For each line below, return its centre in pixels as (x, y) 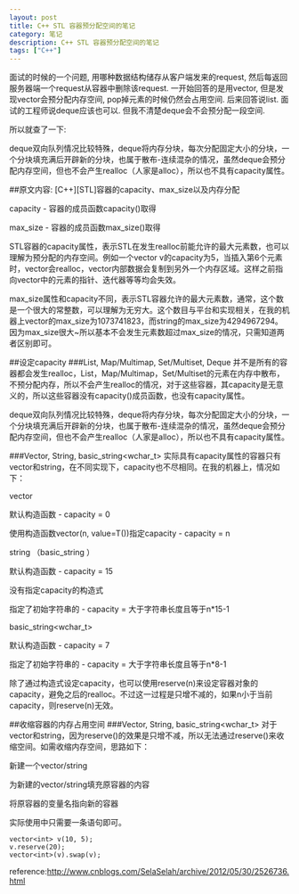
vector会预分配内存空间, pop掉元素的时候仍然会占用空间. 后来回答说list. (148, 100)
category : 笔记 (36, 34)
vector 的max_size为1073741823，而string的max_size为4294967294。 (154, 321)
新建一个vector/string (48, 766)
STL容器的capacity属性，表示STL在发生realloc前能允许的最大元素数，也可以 (149, 247)
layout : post (33, 17)
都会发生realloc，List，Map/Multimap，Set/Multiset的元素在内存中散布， (150, 373)
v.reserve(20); (37, 848)
